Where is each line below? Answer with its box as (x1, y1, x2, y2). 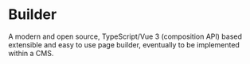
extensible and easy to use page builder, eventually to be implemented (8, 40, 240, 49)
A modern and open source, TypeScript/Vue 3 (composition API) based (8, 32, 243, 41)
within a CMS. (8, 48, 54, 58)
